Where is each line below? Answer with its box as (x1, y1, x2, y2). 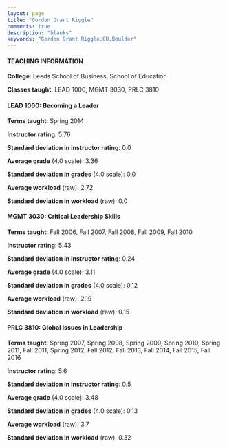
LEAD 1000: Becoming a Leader (7, 101, 100, 109)
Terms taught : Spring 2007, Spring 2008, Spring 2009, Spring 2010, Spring (7, 339, 221, 347)
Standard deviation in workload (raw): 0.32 (7, 433, 132, 441)
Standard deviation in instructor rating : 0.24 (7, 254, 136, 262)
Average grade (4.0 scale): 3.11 (7, 268, 96, 276)
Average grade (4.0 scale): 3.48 (7, 393, 98, 401)
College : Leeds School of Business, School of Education (7, 72, 167, 81)
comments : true (7, 23, 51, 30)
